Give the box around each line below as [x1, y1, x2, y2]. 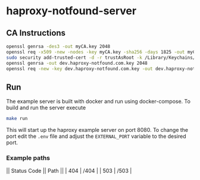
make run [6, 116, 28, 122]
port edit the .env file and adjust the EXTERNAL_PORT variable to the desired [6, 132, 186, 140]
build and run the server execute [6, 104, 86, 111]
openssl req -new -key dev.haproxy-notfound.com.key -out [6, 65, 153, 72]
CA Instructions [6, 28, 66, 38]
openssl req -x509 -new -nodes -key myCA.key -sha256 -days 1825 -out [6, 49, 185, 55]
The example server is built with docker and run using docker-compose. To [6, 98, 190, 105]
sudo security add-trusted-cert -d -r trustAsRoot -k [6, 55, 143, 61]
